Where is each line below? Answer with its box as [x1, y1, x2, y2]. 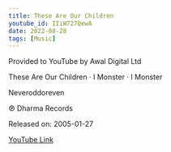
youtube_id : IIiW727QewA [8, 19, 92, 27]
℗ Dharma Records [8, 103, 73, 113]
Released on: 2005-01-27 [8, 119, 94, 129]
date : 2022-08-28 [8, 27, 67, 35]
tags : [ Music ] [8, 34, 57, 43]
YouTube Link [8, 135, 54, 145]
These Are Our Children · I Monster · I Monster [8, 72, 163, 82]
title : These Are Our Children [8, 11, 114, 20]
